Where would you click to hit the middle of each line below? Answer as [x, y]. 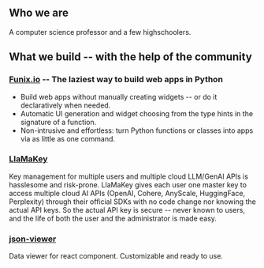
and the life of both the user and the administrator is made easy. [113, 218]
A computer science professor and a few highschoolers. [100, 32]
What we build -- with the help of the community [131, 57]
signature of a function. [58, 122]
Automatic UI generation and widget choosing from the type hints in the [137, 113]
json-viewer [33, 239]
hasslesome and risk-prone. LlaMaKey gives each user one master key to [128, 184]
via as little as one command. [68, 138]
